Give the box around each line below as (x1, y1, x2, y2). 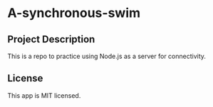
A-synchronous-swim (7, 5, 141, 21)
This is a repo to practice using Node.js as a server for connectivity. (7, 52, 207, 60)
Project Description (7, 33, 95, 45)
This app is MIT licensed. (7, 91, 81, 100)
